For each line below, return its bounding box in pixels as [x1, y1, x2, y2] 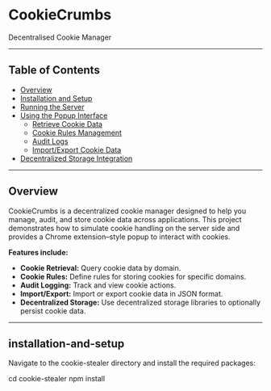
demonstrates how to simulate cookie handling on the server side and [8, 223, 240, 233]
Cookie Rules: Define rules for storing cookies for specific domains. [19, 271, 247, 281]
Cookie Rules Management [31, 128, 123, 137]
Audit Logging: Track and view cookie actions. [19, 280, 177, 290]
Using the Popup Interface [19, 111, 108, 120]
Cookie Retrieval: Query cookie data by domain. [19, 263, 181, 272]
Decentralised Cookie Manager [8, 32, 112, 42]
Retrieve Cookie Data [31, 119, 103, 128]
